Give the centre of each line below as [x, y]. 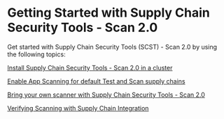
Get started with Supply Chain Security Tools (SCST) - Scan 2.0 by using [112, 47]
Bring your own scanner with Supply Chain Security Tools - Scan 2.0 [106, 95]
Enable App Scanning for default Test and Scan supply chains [96, 81]
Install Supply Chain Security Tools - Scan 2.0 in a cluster [90, 68]
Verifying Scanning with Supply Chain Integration [78, 108]
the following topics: [36, 54]
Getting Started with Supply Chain [108, 13]
